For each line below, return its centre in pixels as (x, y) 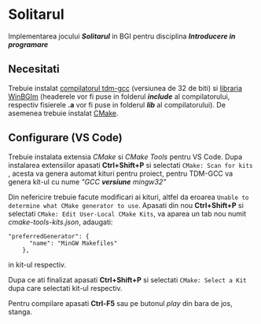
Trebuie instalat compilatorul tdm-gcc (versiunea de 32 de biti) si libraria (125, 88)
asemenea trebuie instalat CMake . (63, 113)
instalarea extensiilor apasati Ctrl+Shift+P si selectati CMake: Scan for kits (130, 165)
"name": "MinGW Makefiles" (73, 243)
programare (28, 44)
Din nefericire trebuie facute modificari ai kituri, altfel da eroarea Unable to (129, 197)
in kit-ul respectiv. (37, 264)
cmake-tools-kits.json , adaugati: (61, 222)
